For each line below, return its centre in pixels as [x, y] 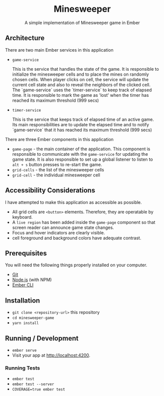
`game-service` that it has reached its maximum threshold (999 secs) [82, 130]
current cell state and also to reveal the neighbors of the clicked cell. [81, 85]
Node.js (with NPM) [32, 280]
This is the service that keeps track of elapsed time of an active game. [83, 119]
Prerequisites [26, 253]
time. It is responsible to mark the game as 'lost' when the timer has [81, 95]
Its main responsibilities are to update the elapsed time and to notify [81, 124]
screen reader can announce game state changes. [63, 227]
